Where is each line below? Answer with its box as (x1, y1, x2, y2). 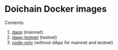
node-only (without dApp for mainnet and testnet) (11, 39, 114, 45)
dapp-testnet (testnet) (11, 34, 57, 40)
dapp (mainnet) (11, 29, 43, 35)
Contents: (4, 20, 25, 25)
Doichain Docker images (4, 3, 107, 15)
